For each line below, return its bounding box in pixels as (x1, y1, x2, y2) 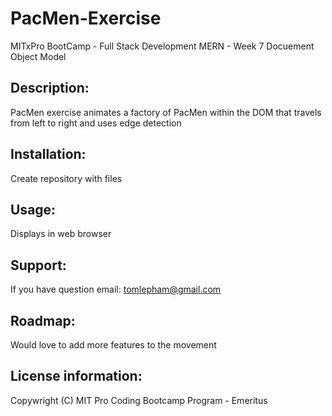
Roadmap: (10, 312, 76, 329)
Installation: (10, 146, 87, 163)
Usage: (10, 201, 57, 218)
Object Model (10, 50, 67, 62)
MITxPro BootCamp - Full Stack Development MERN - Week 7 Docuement (10, 40, 315, 52)
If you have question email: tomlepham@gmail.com (10, 283, 222, 296)
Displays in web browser (10, 228, 112, 240)
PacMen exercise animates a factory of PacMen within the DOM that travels (10, 106, 322, 118)
